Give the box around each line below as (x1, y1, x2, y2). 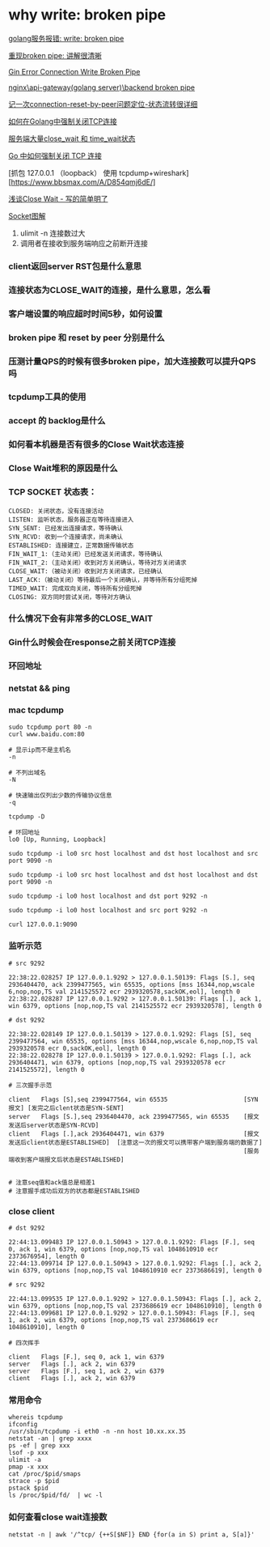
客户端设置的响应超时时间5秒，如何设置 (8, 308, 163, 319)
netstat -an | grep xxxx (8, 1434, 92, 1443)
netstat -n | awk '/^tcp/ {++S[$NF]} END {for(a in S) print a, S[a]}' (8, 1530, 255, 1539)
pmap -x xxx (8, 1463, 49, 1471)
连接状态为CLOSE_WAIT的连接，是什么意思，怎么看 (8, 284, 211, 295)
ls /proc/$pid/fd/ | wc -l (8, 1491, 103, 1499)
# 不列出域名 (8, 768, 46, 776)
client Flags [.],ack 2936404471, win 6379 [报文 (8, 1129, 260, 1138)
